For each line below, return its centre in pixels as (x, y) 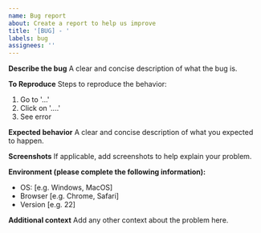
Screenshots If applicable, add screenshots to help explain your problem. (130, 157)
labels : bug (28, 38)
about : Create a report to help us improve (82, 23)
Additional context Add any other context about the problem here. (118, 220)
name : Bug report (37, 16)
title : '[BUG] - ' (39, 31)
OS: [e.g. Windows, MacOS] (66, 188)
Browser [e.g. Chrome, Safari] (69, 196)
